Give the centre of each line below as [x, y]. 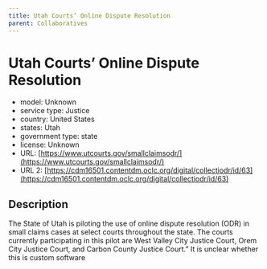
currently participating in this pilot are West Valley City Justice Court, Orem [133, 241]
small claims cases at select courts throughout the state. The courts [121, 232]
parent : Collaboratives [48, 23]
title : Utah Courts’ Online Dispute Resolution [90, 16]
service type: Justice [55, 111]
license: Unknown [50, 145]
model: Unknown [48, 102]
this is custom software [47, 258]
